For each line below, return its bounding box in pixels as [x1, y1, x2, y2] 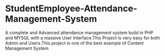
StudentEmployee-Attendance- [5, 3, 138, 14]
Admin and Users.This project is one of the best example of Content [5, 40, 144, 46]
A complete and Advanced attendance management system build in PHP [5, 29, 154, 35]
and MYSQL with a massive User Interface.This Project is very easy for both [5, 35, 160, 41]
